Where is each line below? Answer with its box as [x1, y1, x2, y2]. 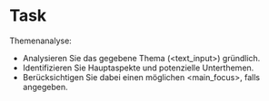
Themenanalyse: [9, 35, 73, 46]
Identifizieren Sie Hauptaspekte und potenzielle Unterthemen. [22, 62, 254, 73]
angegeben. [22, 81, 68, 92]
